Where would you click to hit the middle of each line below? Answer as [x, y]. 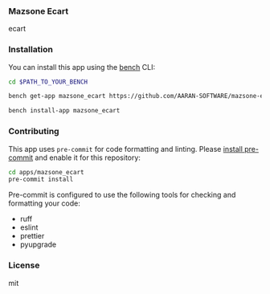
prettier [32, 236]
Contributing [34, 132]
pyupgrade [38, 245]
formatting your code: [44, 203]
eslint [29, 227]
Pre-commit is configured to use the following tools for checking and [122, 195]
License [24, 265]
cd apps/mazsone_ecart [46, 172]
